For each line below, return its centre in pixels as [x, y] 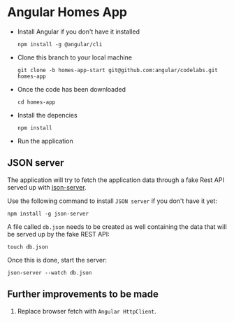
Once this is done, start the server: [57, 260]
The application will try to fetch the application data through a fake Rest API [116, 180]
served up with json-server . [47, 187]
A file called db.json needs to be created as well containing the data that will [117, 226]
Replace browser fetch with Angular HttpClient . [87, 311]
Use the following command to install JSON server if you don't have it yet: [112, 201]
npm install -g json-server [48, 213]
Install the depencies [47, 115]
